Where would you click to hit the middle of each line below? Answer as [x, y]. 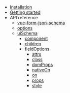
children [33, 44]
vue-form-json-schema [41, 23]
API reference [24, 17]
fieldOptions [37, 49]
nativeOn [41, 70]
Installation [21, 7]
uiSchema [27, 33]
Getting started [25, 12]
